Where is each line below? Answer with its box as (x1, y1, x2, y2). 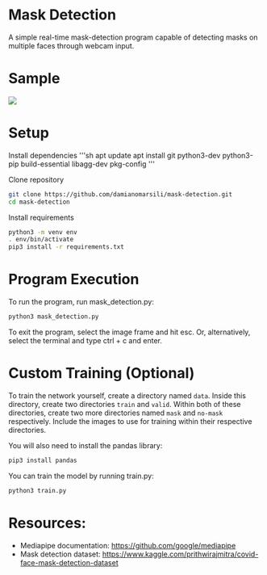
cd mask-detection (8, 198, 70, 206)
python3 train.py (8, 486, 67, 494)
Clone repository (8, 174, 65, 184)
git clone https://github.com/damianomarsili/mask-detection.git (8, 190, 232, 199)
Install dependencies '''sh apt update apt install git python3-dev (8, 150, 221, 160)
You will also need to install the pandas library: (8, 440, 163, 450)
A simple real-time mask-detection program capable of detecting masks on (8, 32, 258, 42)
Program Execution (8, 271, 140, 288)
